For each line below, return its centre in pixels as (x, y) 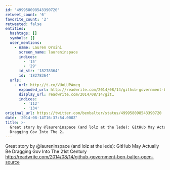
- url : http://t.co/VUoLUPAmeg (47, 85)
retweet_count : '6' (26, 15)
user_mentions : (26, 43)
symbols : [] (23, 38)
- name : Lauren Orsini (38, 47)
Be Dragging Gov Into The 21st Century (46, 151)
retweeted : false (24, 24)
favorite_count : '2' (27, 19)
